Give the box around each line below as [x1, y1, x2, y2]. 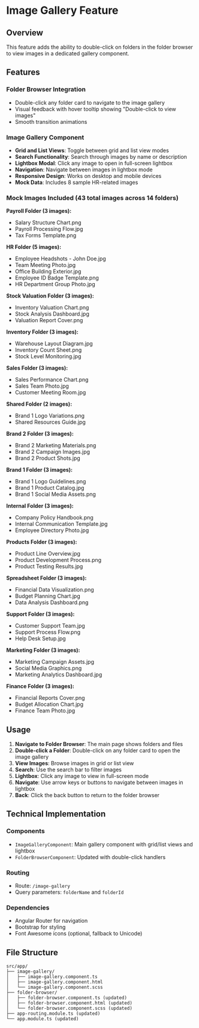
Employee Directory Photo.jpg [14, 527, 89, 534]
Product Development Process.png [14, 557, 102, 564]
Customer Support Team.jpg [14, 622, 85, 629]
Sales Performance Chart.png [14, 376, 89, 384]
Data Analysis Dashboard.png [14, 599, 89, 606]
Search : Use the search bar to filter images [14, 766, 122, 773]
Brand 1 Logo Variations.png [14, 412, 85, 420]
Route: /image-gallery [14, 882, 71, 890]
